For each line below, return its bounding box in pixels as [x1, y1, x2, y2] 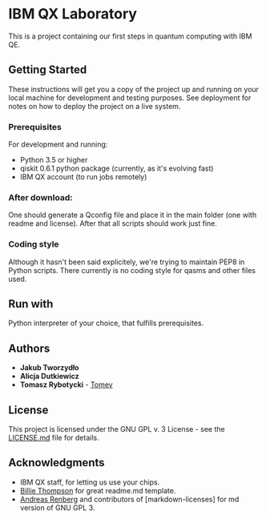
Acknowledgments [8, 456, 106, 469]
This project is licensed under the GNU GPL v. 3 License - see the [8, 424, 226, 434]
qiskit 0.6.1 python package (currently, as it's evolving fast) [19, 163, 214, 173]
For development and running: [8, 139, 108, 149]
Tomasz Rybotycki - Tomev [19, 380, 114, 389]
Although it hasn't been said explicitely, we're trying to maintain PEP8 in [8, 257, 245, 267]
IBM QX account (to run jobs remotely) [19, 172, 147, 182]
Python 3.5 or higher [19, 155, 88, 165]
